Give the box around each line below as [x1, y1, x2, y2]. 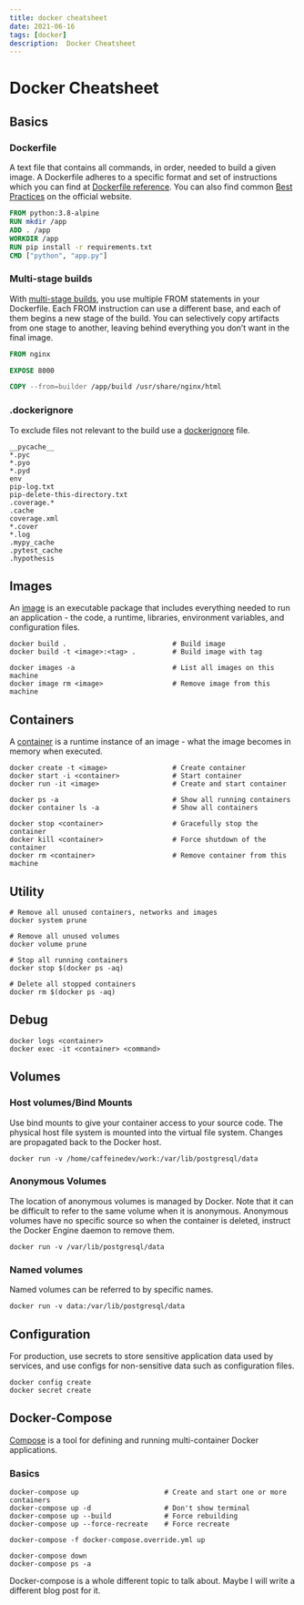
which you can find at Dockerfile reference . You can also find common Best [9, 181, 293, 192]
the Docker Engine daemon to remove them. [9, 1224, 176, 1235]
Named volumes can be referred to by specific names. [9, 1285, 214, 1295]
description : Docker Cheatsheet [9, 38, 137, 48]
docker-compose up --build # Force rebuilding [9, 1512, 238, 1521]
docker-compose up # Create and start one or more [9, 1488, 287, 1498]
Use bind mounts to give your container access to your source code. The [9, 1117, 284, 1128]
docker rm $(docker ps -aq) [9, 988, 117, 997]
